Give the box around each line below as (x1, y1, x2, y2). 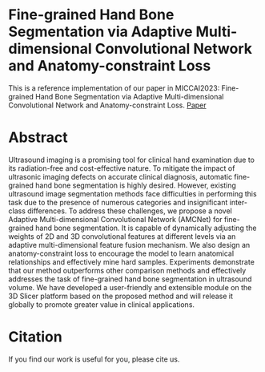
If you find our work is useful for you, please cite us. (8, 354, 180, 364)
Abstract (8, 128, 68, 147)
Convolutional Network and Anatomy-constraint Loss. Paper (8, 100, 207, 110)
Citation (8, 328, 62, 346)
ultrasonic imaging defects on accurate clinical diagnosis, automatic (8, 172, 233, 181)
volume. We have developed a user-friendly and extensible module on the (8, 282, 252, 292)
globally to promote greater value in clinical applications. (8, 299, 195, 309)
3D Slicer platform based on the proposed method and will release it (8, 291, 234, 301)
